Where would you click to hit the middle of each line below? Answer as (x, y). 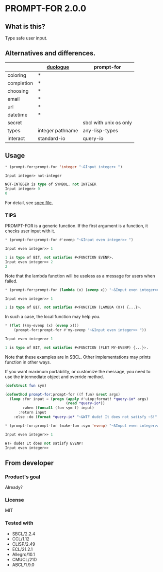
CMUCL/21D (24, 559)
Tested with (19, 523)
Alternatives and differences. (50, 53)
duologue (58, 67)
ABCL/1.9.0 (23, 565)
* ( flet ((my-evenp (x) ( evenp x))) (42, 326)
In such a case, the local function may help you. (53, 317)
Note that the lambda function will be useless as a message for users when (80, 276)
